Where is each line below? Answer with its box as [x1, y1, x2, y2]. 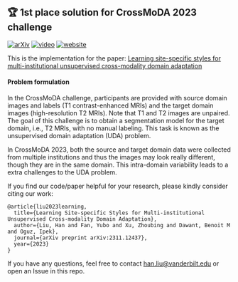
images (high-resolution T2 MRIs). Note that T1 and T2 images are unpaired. [7, 109, 230, 117]
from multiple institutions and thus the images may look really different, [7, 153, 215, 162]
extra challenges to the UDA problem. [7, 168, 117, 177]
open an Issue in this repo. [7, 267, 85, 276]
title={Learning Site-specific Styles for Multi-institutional [13, 209, 205, 216]
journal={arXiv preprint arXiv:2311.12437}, [13, 234, 148, 241]
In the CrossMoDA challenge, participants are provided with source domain [7, 94, 227, 103]
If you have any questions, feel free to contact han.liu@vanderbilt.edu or [7, 259, 220, 268]
